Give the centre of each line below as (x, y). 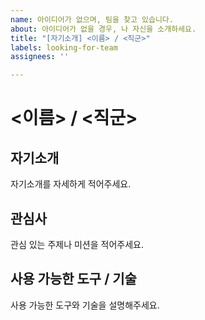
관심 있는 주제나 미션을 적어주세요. (77, 244)
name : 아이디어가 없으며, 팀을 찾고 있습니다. (92, 19)
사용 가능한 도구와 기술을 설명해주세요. (85, 305)
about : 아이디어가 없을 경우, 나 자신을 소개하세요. (103, 29)
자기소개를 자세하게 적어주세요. (71, 184)
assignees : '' (40, 57)
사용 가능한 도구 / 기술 (73, 279)
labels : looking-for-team (64, 47)
